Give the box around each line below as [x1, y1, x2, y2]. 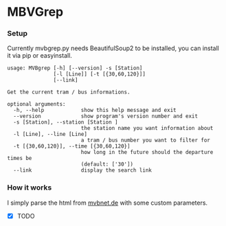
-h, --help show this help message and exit [13, 107, 177, 114]
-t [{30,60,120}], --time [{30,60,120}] [13, 143, 131, 150]
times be [7, 155, 32, 162]
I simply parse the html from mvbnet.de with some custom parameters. [7, 199, 208, 207]
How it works [7, 183, 52, 192]
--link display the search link [13, 167, 152, 174]
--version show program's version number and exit [13, 113, 198, 120]
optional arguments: [7, 101, 67, 108]
